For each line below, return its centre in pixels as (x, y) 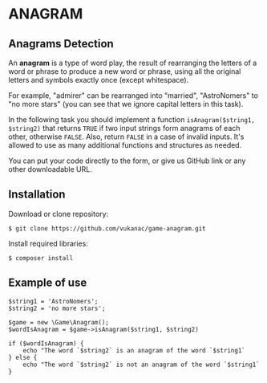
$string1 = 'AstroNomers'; (53, 301)
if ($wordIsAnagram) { (46, 343)
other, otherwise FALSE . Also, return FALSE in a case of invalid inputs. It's (126, 136)
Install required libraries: (48, 243)
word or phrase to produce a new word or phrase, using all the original (125, 71)
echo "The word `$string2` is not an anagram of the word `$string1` (142, 365)
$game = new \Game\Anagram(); (59, 322)
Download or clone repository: (59, 214)
